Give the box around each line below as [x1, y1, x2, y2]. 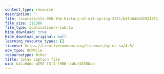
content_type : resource [5, 7, 54, 12]
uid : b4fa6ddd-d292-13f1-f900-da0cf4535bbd [5, 61, 95, 66]
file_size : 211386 [5, 20, 42, 26]
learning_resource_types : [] [5, 39, 64, 44]
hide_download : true [5, 30, 47, 35]
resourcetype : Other [5, 52, 47, 57]
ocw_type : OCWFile [5, 48, 42, 53]
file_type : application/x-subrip [5, 25, 73, 30]
